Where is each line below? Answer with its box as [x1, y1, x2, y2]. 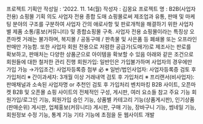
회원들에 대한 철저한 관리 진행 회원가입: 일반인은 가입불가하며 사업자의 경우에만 [6, 58, 193, 65]
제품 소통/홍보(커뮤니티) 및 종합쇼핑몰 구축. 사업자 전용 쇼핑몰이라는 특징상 [12, 28, 188, 35]
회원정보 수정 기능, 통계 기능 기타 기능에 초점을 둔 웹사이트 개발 [6, 111, 155, 118]
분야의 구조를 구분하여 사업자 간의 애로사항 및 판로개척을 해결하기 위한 [12, 21, 178, 27]
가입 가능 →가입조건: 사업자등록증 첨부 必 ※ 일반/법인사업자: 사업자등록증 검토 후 [6, 66, 196, 73]
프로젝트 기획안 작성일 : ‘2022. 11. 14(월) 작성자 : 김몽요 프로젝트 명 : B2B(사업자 [6, 5, 196, 12]
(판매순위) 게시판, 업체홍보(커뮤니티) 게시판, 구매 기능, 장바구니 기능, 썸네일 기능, [6, 103, 197, 111]
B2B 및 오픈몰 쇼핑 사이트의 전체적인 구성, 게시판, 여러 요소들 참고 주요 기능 [12, 88, 191, 96]
